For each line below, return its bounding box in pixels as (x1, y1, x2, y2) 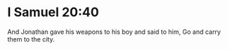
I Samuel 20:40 (7, 4, 99, 20)
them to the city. (7, 35, 55, 43)
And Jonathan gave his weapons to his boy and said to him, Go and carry (7, 27, 221, 36)
